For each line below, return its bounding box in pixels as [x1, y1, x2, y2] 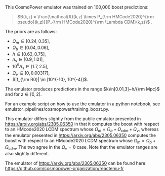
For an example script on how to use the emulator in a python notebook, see [5, 101, 161, 107]
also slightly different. [5, 151, 49, 157]
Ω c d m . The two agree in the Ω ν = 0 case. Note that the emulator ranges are [5, 144, 158, 151]
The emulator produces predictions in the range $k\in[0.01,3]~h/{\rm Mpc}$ [5, 86, 160, 92]
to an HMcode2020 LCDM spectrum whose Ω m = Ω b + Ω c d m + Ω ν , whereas [5, 126, 159, 133]
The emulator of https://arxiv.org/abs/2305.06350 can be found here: [5, 160, 147, 166]
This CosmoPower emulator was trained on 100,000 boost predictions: [5, 4, 149, 10]
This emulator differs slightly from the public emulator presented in [5, 116, 141, 122]
